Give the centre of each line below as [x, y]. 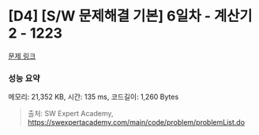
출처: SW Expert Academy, [70, 114]
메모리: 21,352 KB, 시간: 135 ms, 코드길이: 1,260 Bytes [94, 97]
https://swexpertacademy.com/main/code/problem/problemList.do [136, 122]
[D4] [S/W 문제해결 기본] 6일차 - [110, 16]
